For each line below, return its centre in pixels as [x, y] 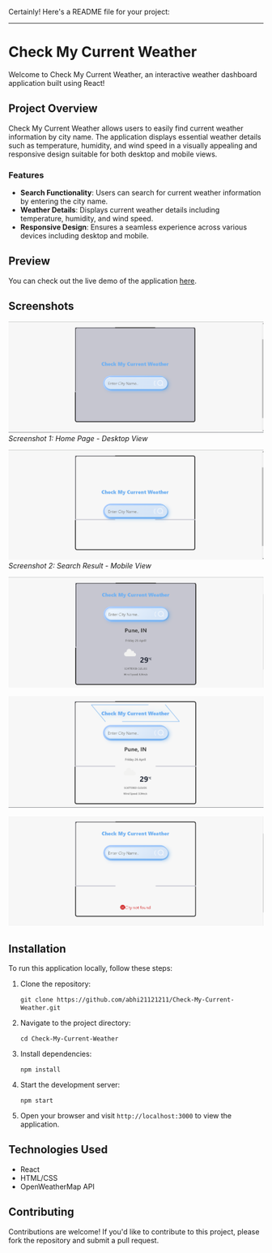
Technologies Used [58, 1150]
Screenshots [41, 306]
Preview [30, 262]
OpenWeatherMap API [57, 1186]
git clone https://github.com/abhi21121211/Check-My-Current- [127, 1000]
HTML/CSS [39, 1178]
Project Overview [53, 109]
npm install [40, 1070]
